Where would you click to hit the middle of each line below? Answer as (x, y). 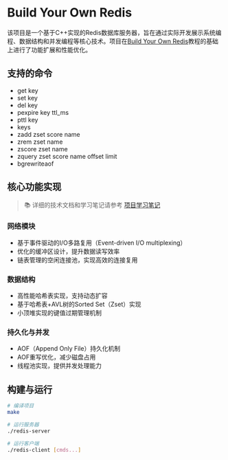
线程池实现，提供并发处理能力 (59, 366)
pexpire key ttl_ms (43, 112)
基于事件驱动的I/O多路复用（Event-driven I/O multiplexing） (102, 243)
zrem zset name (40, 142)
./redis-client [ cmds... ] (44, 450)
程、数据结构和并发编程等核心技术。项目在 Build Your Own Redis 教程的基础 (113, 41)
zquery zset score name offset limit (67, 156)
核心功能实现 (34, 187)
